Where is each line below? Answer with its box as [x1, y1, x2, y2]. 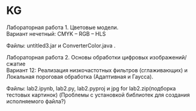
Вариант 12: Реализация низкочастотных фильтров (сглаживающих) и [6, 66, 188, 73]
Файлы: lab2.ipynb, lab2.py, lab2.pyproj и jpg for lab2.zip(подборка [6, 84, 176, 92]
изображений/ [149, 53, 187, 61]
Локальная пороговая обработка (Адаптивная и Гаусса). [6, 73, 154, 80]
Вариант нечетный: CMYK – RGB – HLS [6, 30, 106, 37]
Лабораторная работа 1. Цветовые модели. [6, 24, 119, 31]
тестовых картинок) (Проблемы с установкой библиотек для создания [6, 91, 190, 98]
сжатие [6, 60, 26, 67]
